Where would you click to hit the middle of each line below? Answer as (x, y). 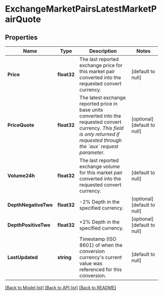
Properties (21, 37)
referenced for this (101, 269)
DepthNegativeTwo (30, 205)
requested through (101, 140)
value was (91, 263)
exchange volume (100, 167)
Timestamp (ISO (98, 239)
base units (91, 110)
